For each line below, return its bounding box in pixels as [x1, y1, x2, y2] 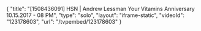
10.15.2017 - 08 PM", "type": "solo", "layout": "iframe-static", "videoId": [6, 12, 185, 19]
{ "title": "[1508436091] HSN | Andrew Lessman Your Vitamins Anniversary [6, 5, 195, 12]
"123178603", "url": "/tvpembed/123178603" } [6, 18, 122, 25]
